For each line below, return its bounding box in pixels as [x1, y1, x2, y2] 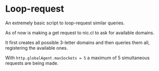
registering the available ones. [5, 45, 68, 51]
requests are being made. [5, 60, 59, 66]
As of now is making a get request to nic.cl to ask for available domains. [5, 29, 155, 35]
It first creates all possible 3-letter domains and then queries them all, [5, 39, 150, 46]
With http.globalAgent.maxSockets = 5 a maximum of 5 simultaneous [5, 54, 150, 61]
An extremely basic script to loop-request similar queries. [5, 20, 125, 26]
